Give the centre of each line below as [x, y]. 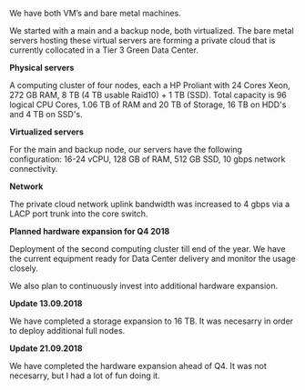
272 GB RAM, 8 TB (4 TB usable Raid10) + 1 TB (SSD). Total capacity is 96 [148, 95]
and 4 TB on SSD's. [46, 114]
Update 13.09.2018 [46, 303]
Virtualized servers [47, 132]
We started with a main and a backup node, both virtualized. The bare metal [152, 30]
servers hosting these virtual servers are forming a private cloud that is [142, 40]
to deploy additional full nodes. [67, 330]
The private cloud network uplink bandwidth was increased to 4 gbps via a [150, 204]
